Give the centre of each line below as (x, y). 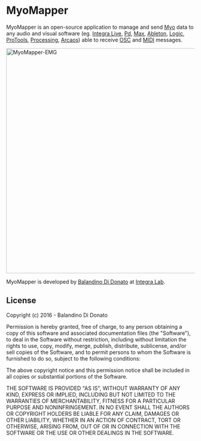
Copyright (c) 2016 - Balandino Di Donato (57, 315)
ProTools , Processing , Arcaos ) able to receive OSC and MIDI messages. (94, 40)
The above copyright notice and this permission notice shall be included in (98, 370)
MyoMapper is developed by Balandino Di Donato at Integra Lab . (86, 281)
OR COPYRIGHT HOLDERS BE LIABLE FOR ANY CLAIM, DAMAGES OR (93, 413)
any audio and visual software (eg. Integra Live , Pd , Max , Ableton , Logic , (95, 33)
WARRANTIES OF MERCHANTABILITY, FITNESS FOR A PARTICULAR (91, 401)
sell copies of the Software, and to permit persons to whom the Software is (99, 352)
